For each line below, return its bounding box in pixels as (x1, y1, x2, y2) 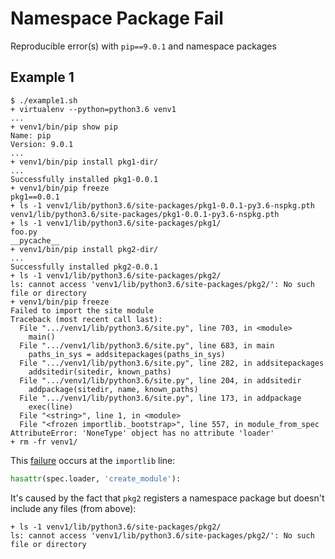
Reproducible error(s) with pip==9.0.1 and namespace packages (10, 40, 277, 52)
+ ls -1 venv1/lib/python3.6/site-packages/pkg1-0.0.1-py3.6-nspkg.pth (10, 200, 315, 211)
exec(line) (28, 402, 74, 412)
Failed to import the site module (10, 305, 155, 316)
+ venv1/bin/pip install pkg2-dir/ (10, 244, 159, 254)
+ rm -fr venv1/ (10, 437, 78, 447)
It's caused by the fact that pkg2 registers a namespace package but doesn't (10, 492, 325, 504)
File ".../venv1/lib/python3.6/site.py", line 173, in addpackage (19, 393, 302, 403)
